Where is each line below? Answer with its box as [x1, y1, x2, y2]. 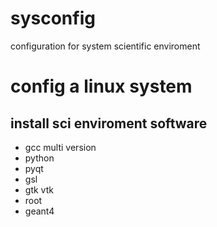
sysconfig [10, 7, 96, 30]
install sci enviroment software [10, 115, 208, 132]
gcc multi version [24, 141, 97, 153]
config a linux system [10, 75, 193, 98]
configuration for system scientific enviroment [10, 40, 201, 52]
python [24, 152, 55, 164]
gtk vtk [24, 183, 54, 196]
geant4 [24, 205, 55, 217]
